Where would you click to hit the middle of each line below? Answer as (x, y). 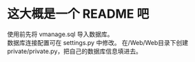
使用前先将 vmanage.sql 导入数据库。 (60, 34)
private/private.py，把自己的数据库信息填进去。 (75, 51)
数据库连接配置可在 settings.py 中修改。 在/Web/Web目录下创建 (98, 42)
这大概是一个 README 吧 (78, 14)
